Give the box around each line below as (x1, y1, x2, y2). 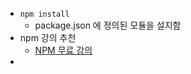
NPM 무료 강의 (34, 44, 93, 56)
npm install (19, 9, 70, 19)
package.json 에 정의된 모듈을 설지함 (34, 19, 182, 31)
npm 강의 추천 (19, 32, 77, 43)
